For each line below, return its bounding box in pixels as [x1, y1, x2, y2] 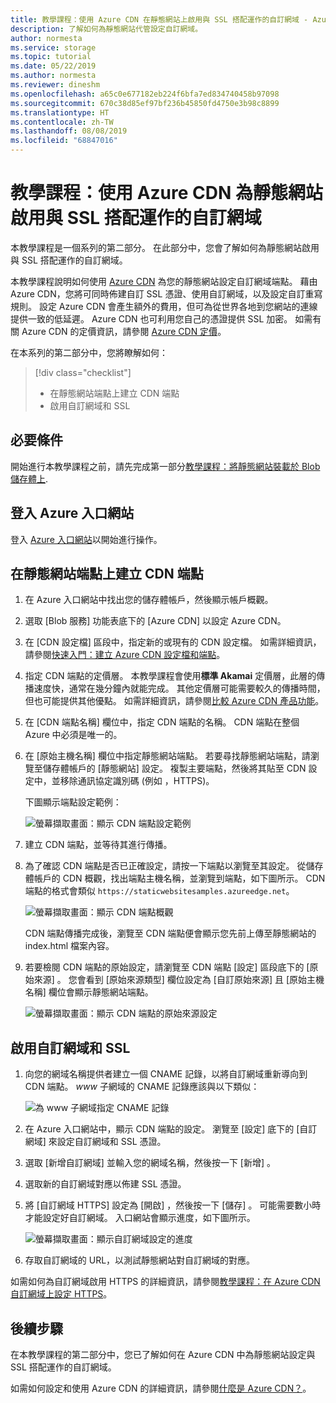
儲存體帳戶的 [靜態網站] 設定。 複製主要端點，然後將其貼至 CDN [42, 762, 307, 775]
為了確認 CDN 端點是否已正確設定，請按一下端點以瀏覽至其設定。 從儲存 [24, 860, 324, 872]
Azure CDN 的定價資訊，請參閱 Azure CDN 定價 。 [21, 325, 227, 337]
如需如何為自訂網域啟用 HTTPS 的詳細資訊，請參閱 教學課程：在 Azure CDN [10, 1276, 321, 1288]
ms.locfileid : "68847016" [10, 136, 118, 146]
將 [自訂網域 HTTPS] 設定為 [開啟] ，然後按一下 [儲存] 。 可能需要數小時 [24, 1199, 322, 1211]
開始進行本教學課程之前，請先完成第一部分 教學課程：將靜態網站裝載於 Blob [10, 460, 321, 472]
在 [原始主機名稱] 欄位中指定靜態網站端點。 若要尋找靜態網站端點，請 [24, 750, 311, 762]
